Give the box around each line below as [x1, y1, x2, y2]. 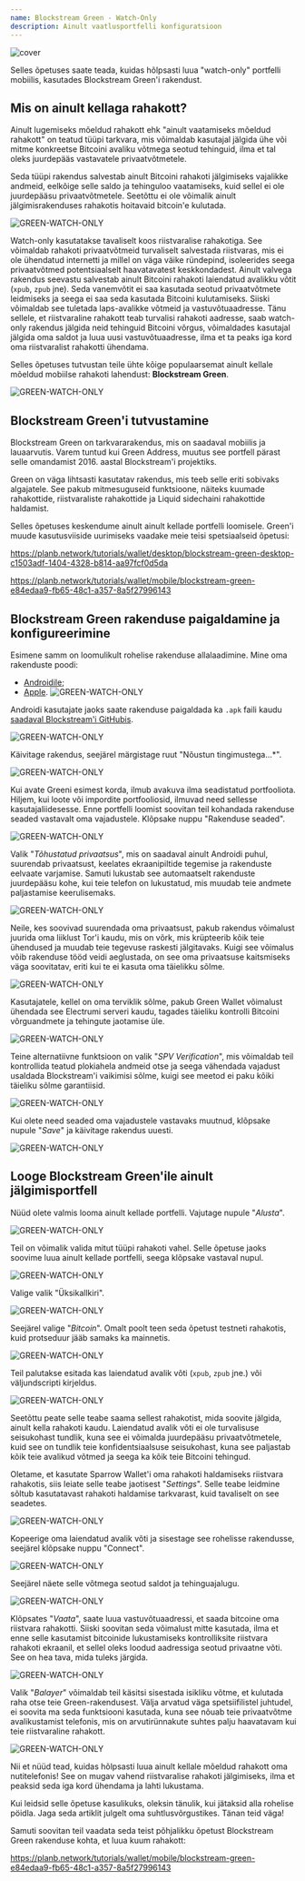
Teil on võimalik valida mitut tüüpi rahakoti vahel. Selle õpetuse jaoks [10, 1242, 267, 1253]
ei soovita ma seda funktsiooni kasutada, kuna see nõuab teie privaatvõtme [10, 1706, 293, 1717]
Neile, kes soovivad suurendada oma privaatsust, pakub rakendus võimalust [10, 922, 295, 933]
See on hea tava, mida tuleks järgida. [10, 1652, 149, 1663]
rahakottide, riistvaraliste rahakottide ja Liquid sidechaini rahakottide [10, 493, 266, 505]
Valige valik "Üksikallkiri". [10, 1287, 105, 1298]
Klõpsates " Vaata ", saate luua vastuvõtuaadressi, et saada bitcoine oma [10, 1613, 280, 1624]
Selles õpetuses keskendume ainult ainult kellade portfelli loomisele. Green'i [10, 520, 294, 532]
